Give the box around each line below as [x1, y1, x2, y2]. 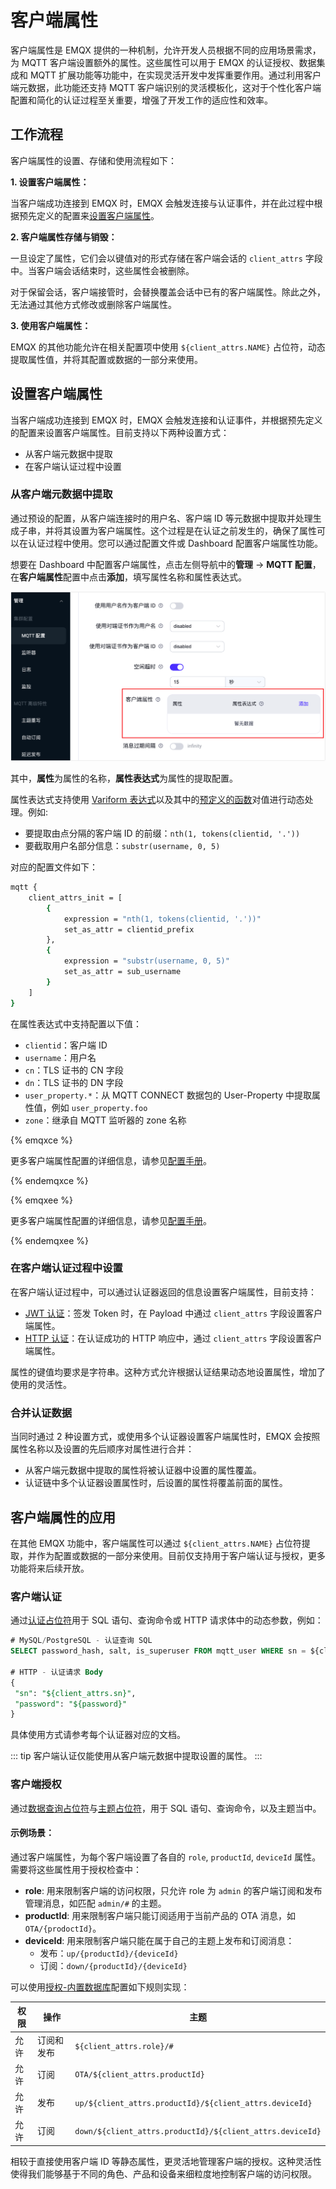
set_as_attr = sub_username [63, 967, 182, 977]
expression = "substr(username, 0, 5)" [63, 956, 230, 966]
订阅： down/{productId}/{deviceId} [39, 1959, 188, 1971]
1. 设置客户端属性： [10, 176, 90, 188]
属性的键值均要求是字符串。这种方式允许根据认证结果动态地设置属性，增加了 [10, 1366, 326, 1378]
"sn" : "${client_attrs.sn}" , [14, 1688, 137, 1698]
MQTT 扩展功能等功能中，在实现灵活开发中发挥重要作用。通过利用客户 [29, 69, 322, 81]
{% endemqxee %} [10, 1234, 89, 1246]
